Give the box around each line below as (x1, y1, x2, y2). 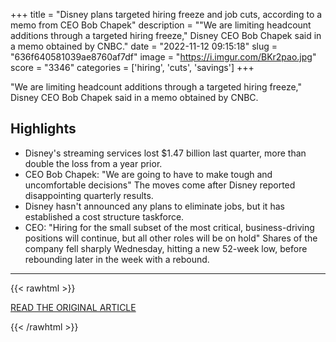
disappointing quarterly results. (24, 189, 154, 201)
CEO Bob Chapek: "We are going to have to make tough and (24, 168, 273, 180)
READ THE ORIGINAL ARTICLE (10, 301, 137, 313)
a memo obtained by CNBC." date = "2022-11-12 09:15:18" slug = (10, 40, 278, 52)
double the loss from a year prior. (24, 157, 163, 169)
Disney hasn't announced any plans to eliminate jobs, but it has (24, 200, 285, 212)
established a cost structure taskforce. (24, 210, 185, 223)
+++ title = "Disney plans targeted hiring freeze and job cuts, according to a (10, 9, 323, 20)
